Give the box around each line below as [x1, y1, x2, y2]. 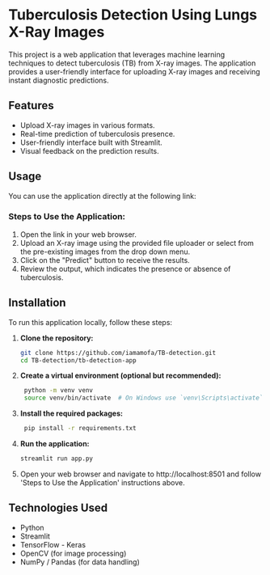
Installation [8, 296, 66, 310]
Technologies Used [8, 501, 108, 515]
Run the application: [19, 439, 91, 449]
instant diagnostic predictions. [8, 75, 109, 85]
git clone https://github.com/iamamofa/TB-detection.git [19, 349, 217, 357]
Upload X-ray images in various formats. [19, 120, 155, 130]
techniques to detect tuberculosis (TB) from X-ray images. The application [8, 58, 256, 68]
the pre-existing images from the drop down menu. [19, 247, 191, 256]
